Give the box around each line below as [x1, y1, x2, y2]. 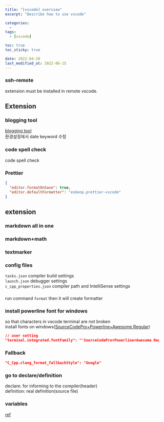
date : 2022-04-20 [5, 56, 41, 61]
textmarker [5, 249, 32, 255]
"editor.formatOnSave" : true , [9, 185, 71, 190]
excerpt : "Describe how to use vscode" [5, 12, 86, 17]
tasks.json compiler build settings [5, 273, 74, 279]
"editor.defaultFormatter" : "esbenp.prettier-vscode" [9, 190, 121, 194]
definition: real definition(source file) [5, 388, 79, 394]
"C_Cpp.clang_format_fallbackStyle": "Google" [5, 360, 102, 365]
